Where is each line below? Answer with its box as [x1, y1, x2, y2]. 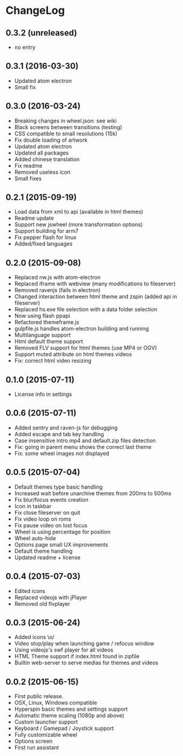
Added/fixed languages [14, 240, 73, 247]
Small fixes [14, 174, 42, 182]
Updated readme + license [14, 553, 81, 561]
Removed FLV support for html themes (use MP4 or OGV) [14, 345, 157, 352]
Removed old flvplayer [14, 600, 70, 607]
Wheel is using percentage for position [14, 528, 111, 535]
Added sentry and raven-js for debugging [14, 424, 118, 431]
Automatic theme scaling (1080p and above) [14, 712, 125, 719]
